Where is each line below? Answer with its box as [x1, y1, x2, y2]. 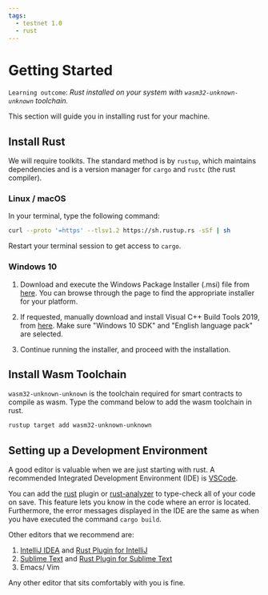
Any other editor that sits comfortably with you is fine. [8, 578, 186, 588]
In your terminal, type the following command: [8, 211, 160, 221]
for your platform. [19, 296, 78, 306]
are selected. [19, 329, 64, 339]
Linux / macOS [8, 193, 66, 204]
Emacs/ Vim [19, 562, 60, 573]
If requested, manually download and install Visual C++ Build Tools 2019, [19, 312, 260, 321]
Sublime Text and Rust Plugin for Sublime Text [19, 554, 173, 564]
